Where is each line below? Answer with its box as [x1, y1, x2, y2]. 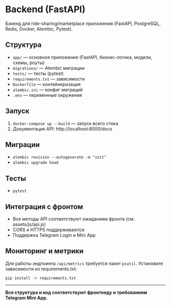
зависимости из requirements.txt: [5, 266, 77, 272]
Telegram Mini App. [5, 294, 48, 301]
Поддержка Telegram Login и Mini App [12, 232, 96, 238]
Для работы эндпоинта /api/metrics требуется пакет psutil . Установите [5, 260, 163, 266]
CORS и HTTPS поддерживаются [12, 227, 85, 233]
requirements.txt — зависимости [12, 75, 85, 82]
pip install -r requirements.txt [5, 275, 76, 281]
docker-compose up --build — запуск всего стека [12, 120, 119, 126]
